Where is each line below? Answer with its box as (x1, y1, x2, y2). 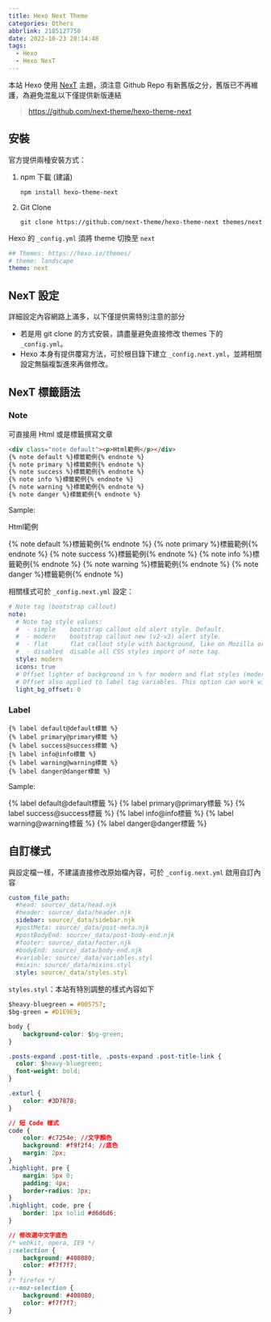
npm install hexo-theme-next (19, 188, 119, 196)
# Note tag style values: (15, 618, 103, 626)
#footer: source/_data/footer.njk (15, 939, 131, 947)
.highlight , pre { (8, 1164, 70, 1172)
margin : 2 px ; (23, 1149, 67, 1157)
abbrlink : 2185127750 (8, 27, 81, 35)
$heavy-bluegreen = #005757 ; (8, 1000, 106, 1009)
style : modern (15, 656, 63, 664)
